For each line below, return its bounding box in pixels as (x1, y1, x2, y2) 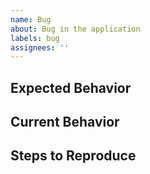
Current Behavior (10, 114, 120, 131)
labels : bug (10, 33, 60, 43)
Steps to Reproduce (10, 147, 137, 165)
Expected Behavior (10, 79, 132, 96)
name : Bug (10, 14, 52, 25)
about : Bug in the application (10, 24, 141, 34)
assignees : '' (10, 42, 70, 53)
